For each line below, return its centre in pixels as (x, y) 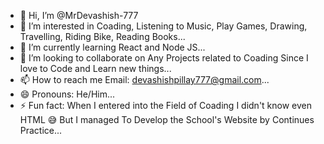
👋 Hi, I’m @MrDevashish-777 (79, 15)
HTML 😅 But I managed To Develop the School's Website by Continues (167, 119)
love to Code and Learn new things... (95, 68)
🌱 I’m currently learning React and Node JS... (112, 47)
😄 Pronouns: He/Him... (67, 94)
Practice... (41, 130)
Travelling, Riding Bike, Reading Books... (102, 36)
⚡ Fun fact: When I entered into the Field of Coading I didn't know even (166, 105)
